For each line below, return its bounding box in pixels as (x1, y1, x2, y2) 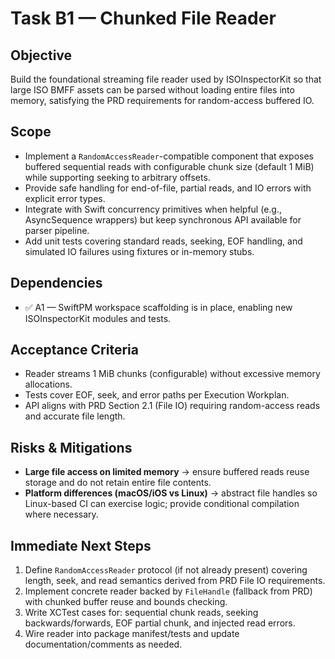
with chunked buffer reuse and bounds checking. (24, 596, 228, 608)
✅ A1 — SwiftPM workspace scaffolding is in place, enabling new (24, 301, 293, 313)
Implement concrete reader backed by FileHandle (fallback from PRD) (24, 585, 313, 597)
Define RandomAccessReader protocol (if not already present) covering (24, 564, 308, 576)
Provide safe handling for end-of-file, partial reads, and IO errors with (24, 182, 312, 194)
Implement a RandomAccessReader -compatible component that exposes (24, 150, 315, 162)
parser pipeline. (24, 224, 90, 236)
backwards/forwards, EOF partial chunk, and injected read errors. (24, 617, 296, 629)
